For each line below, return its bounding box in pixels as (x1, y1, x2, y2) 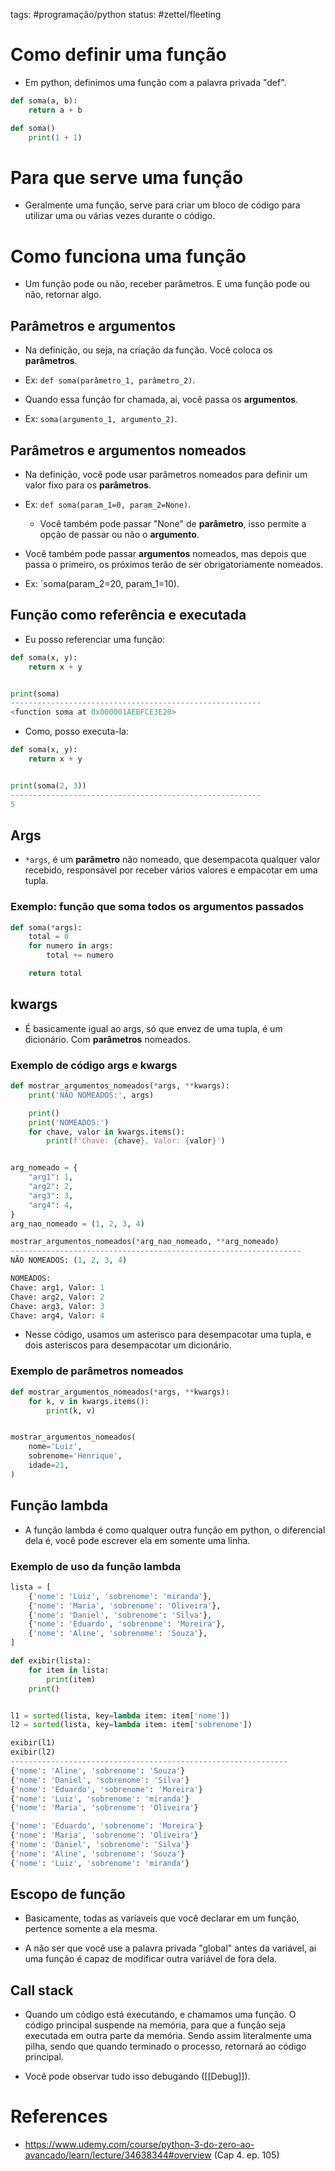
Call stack (10, 1982, 74, 1999)
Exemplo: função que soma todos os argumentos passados (10, 900, 305, 914)
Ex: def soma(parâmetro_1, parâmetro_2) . (24, 374, 196, 386)
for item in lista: (28, 1665, 110, 1675)
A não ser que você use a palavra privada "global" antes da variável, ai (24, 1942, 317, 1954)
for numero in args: (28, 941, 114, 951)
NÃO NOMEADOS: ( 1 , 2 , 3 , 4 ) (10, 1255, 128, 1266)
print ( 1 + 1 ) (28, 132, 83, 143)
